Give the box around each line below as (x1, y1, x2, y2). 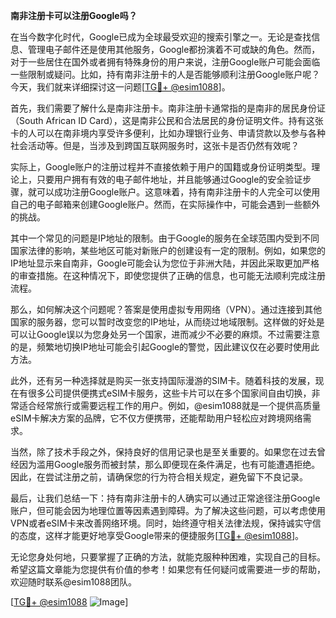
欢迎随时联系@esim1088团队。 (10, 576, 138, 588)
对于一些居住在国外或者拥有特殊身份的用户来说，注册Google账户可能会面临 (10, 56, 321, 68)
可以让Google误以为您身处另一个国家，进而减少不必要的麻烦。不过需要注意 (10, 329, 321, 340)
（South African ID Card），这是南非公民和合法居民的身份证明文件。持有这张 (10, 115, 324, 126)
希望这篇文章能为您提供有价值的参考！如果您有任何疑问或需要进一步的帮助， (10, 564, 326, 575)
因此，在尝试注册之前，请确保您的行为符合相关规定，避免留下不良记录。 (10, 471, 308, 483)
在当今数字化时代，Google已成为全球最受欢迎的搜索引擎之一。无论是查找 (10, 31, 312, 43)
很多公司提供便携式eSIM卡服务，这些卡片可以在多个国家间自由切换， (27, 387, 312, 399)
